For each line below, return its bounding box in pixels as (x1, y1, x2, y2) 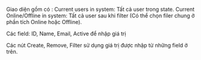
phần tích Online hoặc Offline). (6, 19, 82, 25)
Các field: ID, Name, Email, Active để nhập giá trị (6, 30, 126, 37)
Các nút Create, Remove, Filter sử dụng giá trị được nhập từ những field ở (6, 42, 188, 49)
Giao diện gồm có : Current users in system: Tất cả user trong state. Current (6, 6, 195, 13)
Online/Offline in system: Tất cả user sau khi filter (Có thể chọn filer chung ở (6, 12, 195, 19)
